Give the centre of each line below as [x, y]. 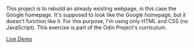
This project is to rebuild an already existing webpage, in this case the [91, 9]
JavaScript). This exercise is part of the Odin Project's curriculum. [87, 27]
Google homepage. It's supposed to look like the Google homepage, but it [96, 15]
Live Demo [19, 39]
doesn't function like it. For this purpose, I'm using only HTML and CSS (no [97, 21]
